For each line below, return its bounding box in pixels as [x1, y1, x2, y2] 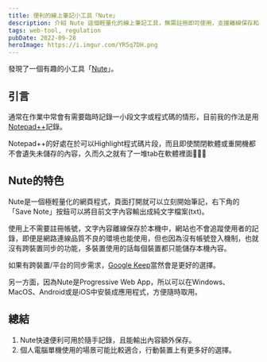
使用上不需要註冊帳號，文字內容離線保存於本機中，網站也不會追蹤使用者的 [8, 223, 252, 233]
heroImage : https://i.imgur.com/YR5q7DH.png [8, 41, 158, 49]
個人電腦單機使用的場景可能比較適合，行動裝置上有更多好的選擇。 [19, 345, 236, 354]
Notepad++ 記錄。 [8, 121, 68, 131]
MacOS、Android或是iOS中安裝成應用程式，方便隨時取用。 [8, 287, 203, 296]
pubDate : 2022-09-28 [8, 33, 77, 42]
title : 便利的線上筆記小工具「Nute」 [8, 11, 119, 20]
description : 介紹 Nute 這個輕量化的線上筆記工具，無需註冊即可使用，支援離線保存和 [8, 19, 260, 27]
